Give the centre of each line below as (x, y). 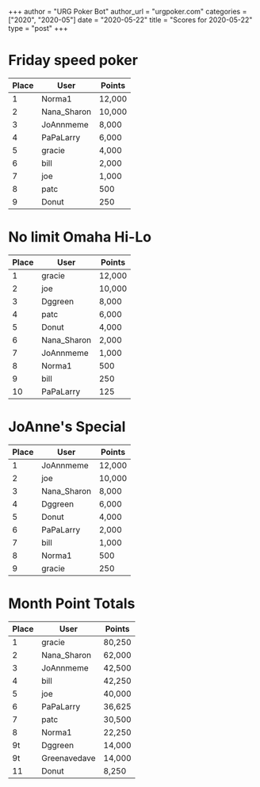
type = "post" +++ (38, 28)
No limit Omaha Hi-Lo (80, 237)
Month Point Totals (72, 604)
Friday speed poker (73, 61)
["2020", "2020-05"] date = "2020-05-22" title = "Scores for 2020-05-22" (130, 20)
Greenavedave (69, 758)
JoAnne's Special (67, 427)
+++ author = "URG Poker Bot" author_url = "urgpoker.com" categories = (128, 11)
